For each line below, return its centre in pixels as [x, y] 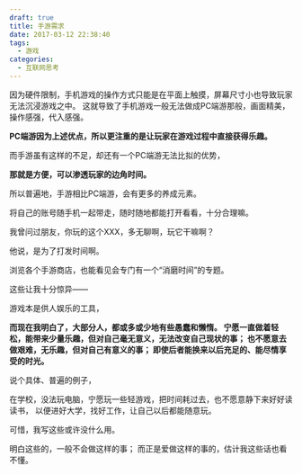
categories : [31, 59]
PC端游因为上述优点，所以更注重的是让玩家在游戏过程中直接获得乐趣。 [141, 136]
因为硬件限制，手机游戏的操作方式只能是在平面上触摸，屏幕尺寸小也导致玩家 [151, 94]
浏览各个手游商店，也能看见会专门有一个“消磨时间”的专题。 [119, 270]
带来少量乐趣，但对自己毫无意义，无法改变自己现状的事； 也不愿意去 [160, 338]
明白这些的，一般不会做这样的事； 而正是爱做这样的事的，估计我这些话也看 [148, 448]
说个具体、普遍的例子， [53, 380]
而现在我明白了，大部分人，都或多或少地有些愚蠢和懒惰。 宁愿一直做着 [140, 327]
